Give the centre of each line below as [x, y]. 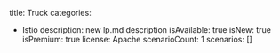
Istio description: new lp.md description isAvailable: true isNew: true [146, 30]
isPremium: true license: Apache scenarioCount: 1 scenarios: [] [137, 39]
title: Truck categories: [50, 13]
